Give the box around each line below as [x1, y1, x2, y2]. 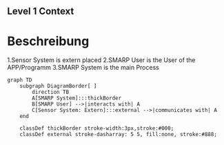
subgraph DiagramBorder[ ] [19, 83, 97, 90]
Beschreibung [7, 33, 90, 49]
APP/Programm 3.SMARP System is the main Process [7, 64, 160, 72]
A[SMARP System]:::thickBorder [32, 95, 122, 102]
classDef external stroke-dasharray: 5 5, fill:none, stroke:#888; [19, 131, 217, 138]
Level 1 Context [7, 6, 74, 17]
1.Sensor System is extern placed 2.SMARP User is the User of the [7, 56, 196, 64]
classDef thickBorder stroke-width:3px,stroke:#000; [19, 125, 174, 132]
